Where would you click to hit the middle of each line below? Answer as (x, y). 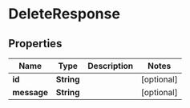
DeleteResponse (64, 14)
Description (111, 66)
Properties (35, 44)
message (30, 92)
